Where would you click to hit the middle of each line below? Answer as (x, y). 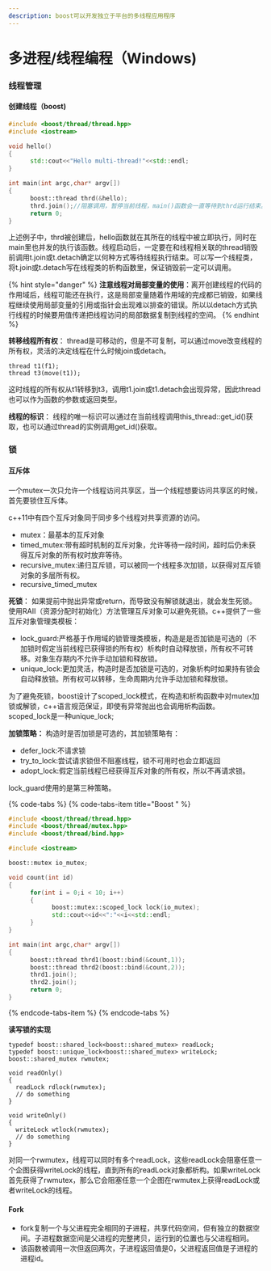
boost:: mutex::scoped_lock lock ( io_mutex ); (125, 908)
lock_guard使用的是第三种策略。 (62, 788)
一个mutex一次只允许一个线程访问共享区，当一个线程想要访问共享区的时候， (135, 490)
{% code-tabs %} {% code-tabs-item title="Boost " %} (100, 804)
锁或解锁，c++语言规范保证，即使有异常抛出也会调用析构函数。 (114, 706)
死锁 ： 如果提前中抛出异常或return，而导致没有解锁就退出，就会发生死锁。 (132, 601)
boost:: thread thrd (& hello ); (79, 198)
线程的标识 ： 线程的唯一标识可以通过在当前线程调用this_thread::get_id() (127, 416)
